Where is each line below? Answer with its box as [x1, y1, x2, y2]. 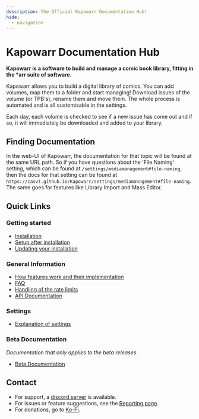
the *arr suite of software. [6, 71, 72, 78]
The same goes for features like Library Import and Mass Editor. [6, 184, 162, 191]
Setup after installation [14, 239, 70, 246]
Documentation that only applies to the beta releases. [6, 348, 138, 356]
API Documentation [14, 292, 62, 300]
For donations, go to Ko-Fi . [14, 406, 81, 413]
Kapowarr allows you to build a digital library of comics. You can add [6, 82, 174, 90]
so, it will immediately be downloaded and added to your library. [6, 119, 163, 126]
